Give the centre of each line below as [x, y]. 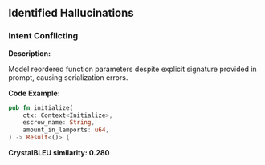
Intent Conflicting [43, 36]
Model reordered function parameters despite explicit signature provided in [132, 69]
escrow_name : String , [59, 123]
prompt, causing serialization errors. [68, 77]
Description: [29, 53]
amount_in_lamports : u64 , [66, 130]
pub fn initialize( [41, 107]
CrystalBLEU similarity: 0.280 [59, 153]
